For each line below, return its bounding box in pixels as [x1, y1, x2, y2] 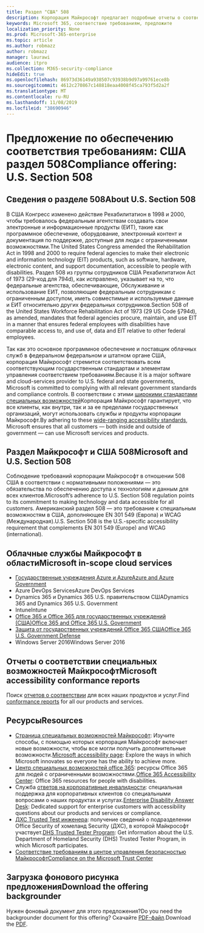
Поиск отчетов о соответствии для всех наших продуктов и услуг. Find [6, 691, 189, 699]
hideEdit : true [6, 71, 45, 77]
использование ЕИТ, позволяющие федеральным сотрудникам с [6, 288, 176, 295]
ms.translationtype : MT [6, 88, 67, 94]
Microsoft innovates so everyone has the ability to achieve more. [15, 757, 177, 764]
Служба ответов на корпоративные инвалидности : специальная [15, 783, 183, 791]
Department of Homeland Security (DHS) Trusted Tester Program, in [15, 835, 186, 842]
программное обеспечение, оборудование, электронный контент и [6, 229, 182, 237]
